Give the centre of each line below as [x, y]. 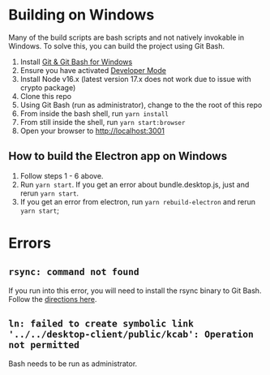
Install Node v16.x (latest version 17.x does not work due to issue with [135, 79]
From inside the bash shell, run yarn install [94, 113]
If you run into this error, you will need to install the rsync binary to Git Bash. [135, 291]
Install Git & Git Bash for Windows [76, 62]
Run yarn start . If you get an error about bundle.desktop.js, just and [135, 184]
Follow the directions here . [53, 299]
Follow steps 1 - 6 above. [62, 175]
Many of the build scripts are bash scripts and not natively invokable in [126, 37]
